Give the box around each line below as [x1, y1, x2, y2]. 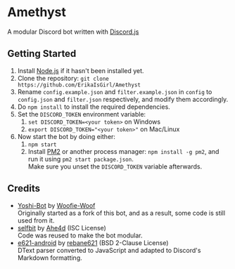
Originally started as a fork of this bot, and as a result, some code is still [17, 209, 226, 217]
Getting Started [7, 48, 77, 60]
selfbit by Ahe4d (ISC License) [17, 223, 107, 232]
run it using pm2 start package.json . [27, 155, 134, 163]
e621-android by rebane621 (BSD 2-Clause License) [17, 238, 169, 247]
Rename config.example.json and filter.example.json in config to [17, 87, 212, 96]
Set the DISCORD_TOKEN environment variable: [17, 110, 146, 118]
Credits [7, 183, 41, 195]
